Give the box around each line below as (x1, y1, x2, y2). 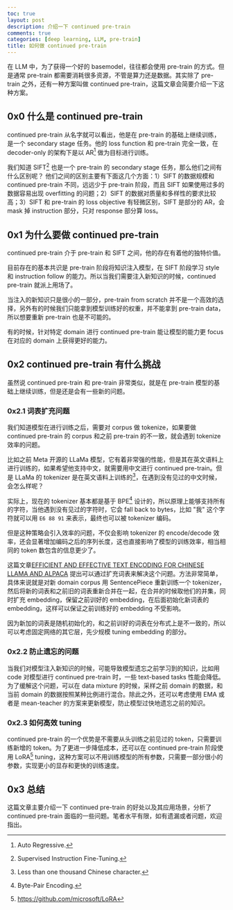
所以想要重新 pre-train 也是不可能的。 (7, 313, 115, 321)
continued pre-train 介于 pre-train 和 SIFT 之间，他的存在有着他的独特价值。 (7, 248, 225, 257)
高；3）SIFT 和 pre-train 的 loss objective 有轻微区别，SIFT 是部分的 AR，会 (7, 198, 225, 206)
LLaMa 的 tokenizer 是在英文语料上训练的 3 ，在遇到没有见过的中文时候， (15, 472, 221, 481)
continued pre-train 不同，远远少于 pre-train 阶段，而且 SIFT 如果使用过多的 (7, 181, 225, 189)
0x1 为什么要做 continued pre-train (7, 229, 159, 240)
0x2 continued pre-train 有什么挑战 (7, 358, 161, 370)
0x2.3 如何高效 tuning (7, 718, 82, 727)
